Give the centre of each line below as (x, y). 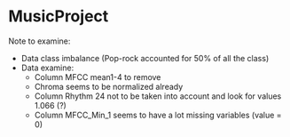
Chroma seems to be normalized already (109, 86)
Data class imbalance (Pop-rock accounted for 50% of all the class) (145, 58)
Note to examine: (39, 41)
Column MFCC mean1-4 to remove (98, 77)
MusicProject (59, 16)
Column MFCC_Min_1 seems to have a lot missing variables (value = (158, 115)
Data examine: (47, 68)
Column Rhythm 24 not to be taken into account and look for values (158, 96)
